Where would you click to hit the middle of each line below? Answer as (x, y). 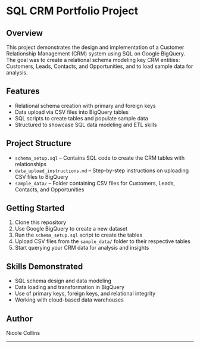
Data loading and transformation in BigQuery (70, 287)
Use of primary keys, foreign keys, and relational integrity (85, 294)
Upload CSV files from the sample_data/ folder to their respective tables (102, 241)
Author (19, 319)
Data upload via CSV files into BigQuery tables (72, 112)
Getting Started (35, 208)
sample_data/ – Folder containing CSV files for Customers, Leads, (95, 183)
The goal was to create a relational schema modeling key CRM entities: (93, 60)
